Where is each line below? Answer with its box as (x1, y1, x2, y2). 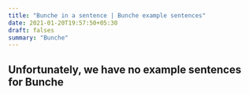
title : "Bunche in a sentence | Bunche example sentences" (8, 11, 206, 20)
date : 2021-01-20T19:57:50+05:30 (8, 19, 118, 27)
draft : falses (8, 26, 55, 34)
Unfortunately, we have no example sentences (8, 62, 242, 76)
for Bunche (8, 75, 65, 88)
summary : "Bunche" (8, 33, 69, 42)
